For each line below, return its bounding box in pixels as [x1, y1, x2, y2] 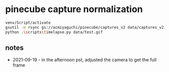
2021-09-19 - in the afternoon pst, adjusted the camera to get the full [12, 57, 157, 63]
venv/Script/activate [5, 20, 51, 25]
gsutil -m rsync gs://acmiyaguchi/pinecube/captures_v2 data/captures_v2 [5, 25, 164, 30]
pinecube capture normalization [5, 4, 143, 15]
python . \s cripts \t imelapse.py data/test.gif [5, 29, 103, 35]
